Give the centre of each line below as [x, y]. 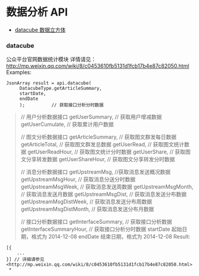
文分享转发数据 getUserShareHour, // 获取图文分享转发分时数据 [98, 159]
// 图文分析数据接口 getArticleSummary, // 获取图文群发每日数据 [99, 137]
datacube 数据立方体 [40, 30]
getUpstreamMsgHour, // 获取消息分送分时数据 [78, 180]
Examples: [19, 73]
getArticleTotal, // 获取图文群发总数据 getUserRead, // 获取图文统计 [102, 145]
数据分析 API [37, 12]
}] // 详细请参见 [25, 259]
